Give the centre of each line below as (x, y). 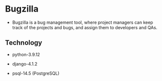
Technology (24, 43)
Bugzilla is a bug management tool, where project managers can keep (82, 22)
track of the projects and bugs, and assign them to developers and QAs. (85, 27)
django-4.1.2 (25, 64)
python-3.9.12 (26, 54)
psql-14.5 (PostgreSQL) (36, 73)
